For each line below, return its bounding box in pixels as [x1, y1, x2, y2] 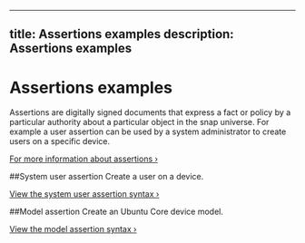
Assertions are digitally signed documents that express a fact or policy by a [9, 107, 291, 118]
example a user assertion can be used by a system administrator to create [9, 126, 287, 137]
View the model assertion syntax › [9, 224, 137, 235]
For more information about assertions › [9, 153, 159, 164]
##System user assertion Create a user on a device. [9, 171, 204, 182]
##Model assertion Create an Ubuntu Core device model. [9, 206, 224, 218]
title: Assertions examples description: [9, 26, 234, 42]
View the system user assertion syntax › [9, 189, 160, 199]
